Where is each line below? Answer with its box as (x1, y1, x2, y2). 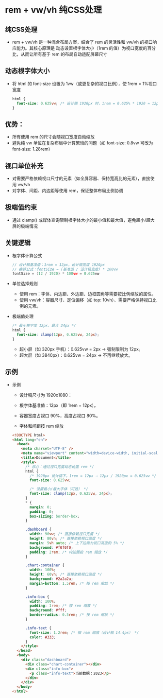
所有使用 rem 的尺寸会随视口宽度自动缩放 (12, 134, 95, 140)
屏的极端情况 (12, 223, 38, 229)
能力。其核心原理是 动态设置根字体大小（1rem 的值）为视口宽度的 (16, 45, 147, 51)
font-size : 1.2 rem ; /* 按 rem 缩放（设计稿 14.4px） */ (30, 630, 139, 635)
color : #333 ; (30, 635, 56, 640)
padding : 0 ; (30, 509, 54, 514)
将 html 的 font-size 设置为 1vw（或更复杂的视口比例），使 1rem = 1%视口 (12, 81, 157, 87)
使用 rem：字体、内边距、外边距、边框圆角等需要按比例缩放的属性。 (19, 291, 156, 297)
